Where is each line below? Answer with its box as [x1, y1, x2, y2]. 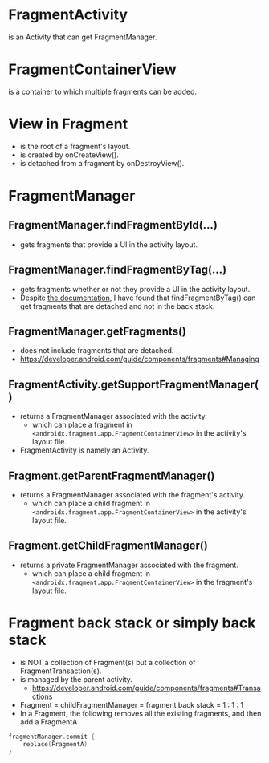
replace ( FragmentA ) [22, 740, 88, 748]
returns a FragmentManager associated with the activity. [19, 412, 207, 421]
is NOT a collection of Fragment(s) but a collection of [19, 657, 196, 667]
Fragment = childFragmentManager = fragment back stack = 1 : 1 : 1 [19, 700, 243, 709]
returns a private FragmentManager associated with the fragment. [19, 560, 238, 570]
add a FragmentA [19, 716, 78, 727]
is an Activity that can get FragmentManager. [8, 32, 157, 42]
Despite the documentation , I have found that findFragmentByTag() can [19, 293, 256, 302]
